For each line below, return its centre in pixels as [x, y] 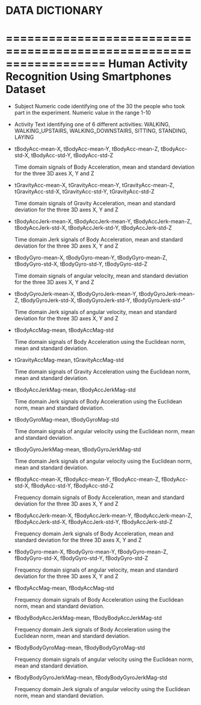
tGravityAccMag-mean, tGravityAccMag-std [69, 360]
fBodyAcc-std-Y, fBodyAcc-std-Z [72, 486]
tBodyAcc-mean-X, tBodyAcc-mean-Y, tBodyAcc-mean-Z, [87, 149]
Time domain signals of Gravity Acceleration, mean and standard [95, 204]
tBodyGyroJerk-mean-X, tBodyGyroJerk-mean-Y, [76, 294]
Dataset [26, 90]
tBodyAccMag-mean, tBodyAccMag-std [64, 330]
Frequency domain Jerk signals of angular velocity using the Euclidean [102, 689]
